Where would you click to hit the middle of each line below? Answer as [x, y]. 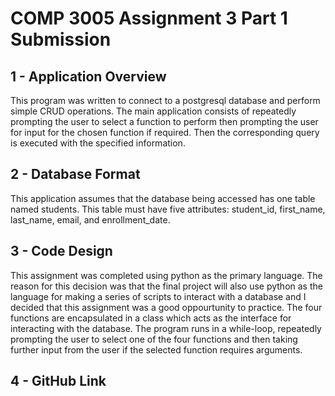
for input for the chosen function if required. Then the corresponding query [165, 132]
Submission [61, 39]
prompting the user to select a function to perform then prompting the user [164, 121]
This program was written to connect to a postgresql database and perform [165, 100]
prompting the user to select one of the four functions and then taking [154, 339]
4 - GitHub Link [58, 381]
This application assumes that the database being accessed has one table [163, 198]
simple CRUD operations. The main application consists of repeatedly [153, 111]
